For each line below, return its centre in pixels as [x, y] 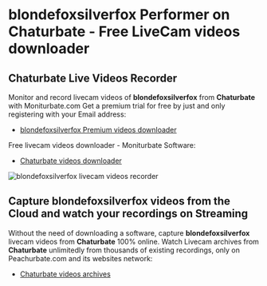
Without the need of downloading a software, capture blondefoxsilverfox [129, 232]
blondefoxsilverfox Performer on [119, 15]
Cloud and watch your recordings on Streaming [128, 214]
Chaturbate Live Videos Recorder [93, 78]
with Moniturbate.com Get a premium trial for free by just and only [117, 106]
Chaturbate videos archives [65, 274]
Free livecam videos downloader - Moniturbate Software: [102, 145]
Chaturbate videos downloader [71, 161]
